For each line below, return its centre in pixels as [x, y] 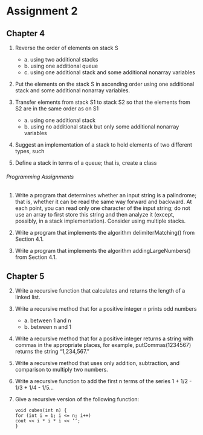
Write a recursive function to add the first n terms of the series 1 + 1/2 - [103, 381]
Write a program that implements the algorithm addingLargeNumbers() [103, 251]
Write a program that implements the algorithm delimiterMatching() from [105, 233]
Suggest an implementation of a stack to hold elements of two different [103, 145]
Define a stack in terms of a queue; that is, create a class [86, 163]
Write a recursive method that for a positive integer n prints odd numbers [106, 309]
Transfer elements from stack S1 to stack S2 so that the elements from [102, 102]
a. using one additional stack [60, 120]
